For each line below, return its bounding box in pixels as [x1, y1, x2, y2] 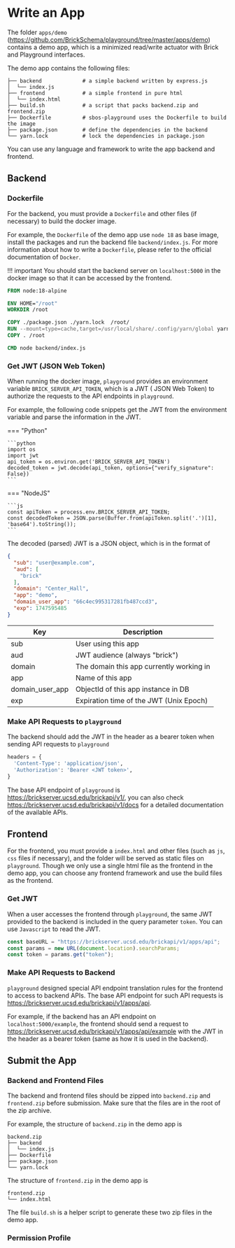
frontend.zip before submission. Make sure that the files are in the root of [7, 1099, 221, 1107]
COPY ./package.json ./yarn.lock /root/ [7, 319, 130, 326]
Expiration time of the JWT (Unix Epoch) [76, 695, 208, 705]
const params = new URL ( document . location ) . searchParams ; [7, 944, 180, 952]
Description [122, 627, 163, 637]
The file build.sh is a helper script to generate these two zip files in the [7, 1208, 213, 1217]
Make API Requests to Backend [7, 967, 115, 977]
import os [7, 446, 36, 453]
